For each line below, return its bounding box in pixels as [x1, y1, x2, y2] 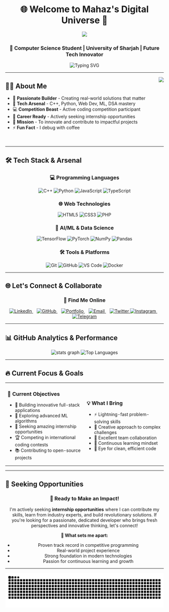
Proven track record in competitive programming [38, 542, 139, 548]
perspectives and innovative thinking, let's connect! [31, 523, 138, 529]
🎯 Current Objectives [7, 390, 60, 397]
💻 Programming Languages [49, 174, 120, 181]
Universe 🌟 [61, 15, 108, 26]
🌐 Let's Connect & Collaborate [5, 281, 102, 290]
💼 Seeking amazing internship [15, 423, 77, 429]
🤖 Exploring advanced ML [15, 412, 68, 418]
